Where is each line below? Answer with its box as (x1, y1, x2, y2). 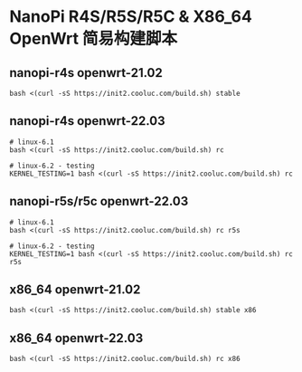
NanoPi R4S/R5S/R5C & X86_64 (9, 6, 253, 27)
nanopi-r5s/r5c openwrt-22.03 (9, 194, 189, 209)
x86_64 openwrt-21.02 (9, 282, 141, 298)
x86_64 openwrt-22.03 (9, 330, 144, 346)
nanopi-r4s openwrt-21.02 (9, 65, 163, 81)
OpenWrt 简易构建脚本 (9, 29, 178, 49)
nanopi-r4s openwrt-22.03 (9, 113, 165, 129)
